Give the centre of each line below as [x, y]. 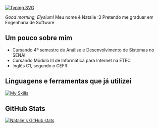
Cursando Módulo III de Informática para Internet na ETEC [72, 60]
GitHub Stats [25, 109]
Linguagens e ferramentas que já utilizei [68, 81]
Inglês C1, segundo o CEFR [40, 65]
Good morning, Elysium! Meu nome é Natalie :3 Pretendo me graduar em [79, 17]
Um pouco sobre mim [39, 38]
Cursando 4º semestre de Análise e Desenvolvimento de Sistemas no [83, 50]
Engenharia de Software [30, 22]
